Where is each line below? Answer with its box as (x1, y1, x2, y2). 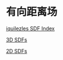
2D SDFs (6, 47, 27, 54)
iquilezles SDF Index (6, 24, 55, 32)
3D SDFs (6, 36, 27, 43)
